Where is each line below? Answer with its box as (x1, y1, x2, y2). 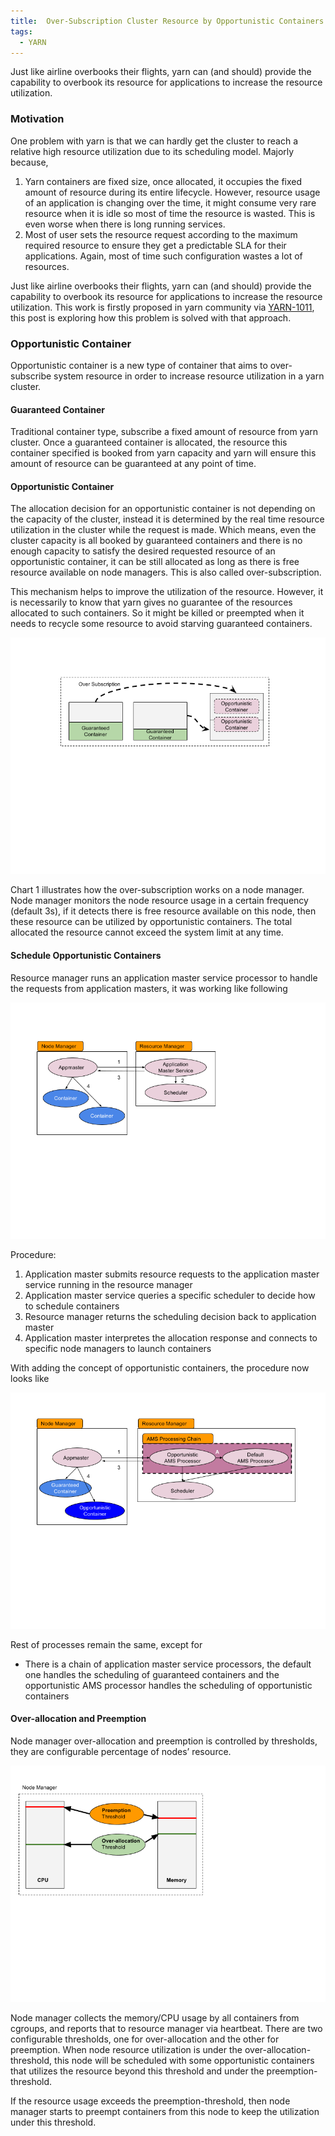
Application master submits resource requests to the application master (24, 1268, 320, 1280)
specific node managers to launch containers (24, 1342, 212, 1354)
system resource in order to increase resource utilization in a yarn (53, 370, 325, 382)
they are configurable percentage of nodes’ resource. (10, 1745, 232, 1757)
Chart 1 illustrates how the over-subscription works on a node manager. (10, 884, 305, 896)
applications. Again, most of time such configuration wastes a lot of (24, 250, 303, 262)
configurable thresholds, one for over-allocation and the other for (10, 2033, 280, 2045)
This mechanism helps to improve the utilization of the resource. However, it (10, 586, 324, 598)
